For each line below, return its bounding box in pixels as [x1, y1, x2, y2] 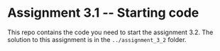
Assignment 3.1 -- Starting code [7, 5, 199, 21]
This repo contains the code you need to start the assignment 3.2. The [7, 28, 214, 36]
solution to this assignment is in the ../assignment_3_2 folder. [7, 35, 187, 43]
